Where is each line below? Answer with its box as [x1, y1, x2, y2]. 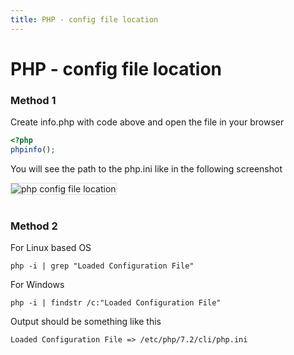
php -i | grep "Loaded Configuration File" [10, 261, 195, 271]
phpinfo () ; [10, 144, 56, 155]
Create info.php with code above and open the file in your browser [10, 116, 285, 128]
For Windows [10, 279, 65, 291]
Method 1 [10, 93, 57, 107]
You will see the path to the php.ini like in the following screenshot [10, 162, 283, 175]
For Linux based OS [10, 242, 92, 254]
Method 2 [10, 219, 58, 233]
